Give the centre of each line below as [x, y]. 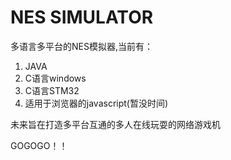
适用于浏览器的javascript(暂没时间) [96, 103]
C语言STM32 [52, 90]
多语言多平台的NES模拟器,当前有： [81, 46]
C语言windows [55, 78]
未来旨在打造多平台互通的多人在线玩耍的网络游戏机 [115, 124]
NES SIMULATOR [82, 17]
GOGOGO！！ [39, 145]
